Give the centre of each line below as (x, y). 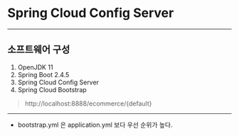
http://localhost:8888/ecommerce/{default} (88, 103)
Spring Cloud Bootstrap (52, 89)
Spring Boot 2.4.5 (43, 74)
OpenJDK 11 (35, 67)
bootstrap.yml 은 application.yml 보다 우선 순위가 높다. (95, 125)
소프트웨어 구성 (39, 50)
